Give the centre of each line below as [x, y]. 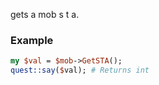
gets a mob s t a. [45, 14]
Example [32, 40]
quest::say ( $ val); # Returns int [80, 70]
